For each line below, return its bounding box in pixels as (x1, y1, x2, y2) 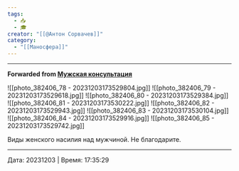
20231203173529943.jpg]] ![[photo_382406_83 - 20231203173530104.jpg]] (7, 106, 229, 115)
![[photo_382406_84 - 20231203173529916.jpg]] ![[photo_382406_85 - (7, 114, 215, 122)
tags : (7, 10, 23, 18)
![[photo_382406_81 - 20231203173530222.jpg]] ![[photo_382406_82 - (7, 99, 215, 107)
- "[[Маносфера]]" (14, 43, 69, 51)
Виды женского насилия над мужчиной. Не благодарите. (7, 135, 181, 143)
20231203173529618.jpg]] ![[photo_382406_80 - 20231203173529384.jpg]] (7, 91, 229, 100)
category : (7, 37, 37, 44)
